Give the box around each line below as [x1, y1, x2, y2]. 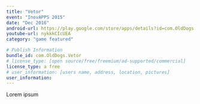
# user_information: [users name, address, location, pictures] [6, 69, 170, 75]
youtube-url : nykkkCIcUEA [6, 31, 71, 37]
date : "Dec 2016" [6, 20, 50, 26]
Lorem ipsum [6, 91, 39, 98]
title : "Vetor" [6, 8, 44, 15]
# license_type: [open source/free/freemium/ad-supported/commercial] [6, 58, 186, 64]
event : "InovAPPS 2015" [6, 14, 66, 20]
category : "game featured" [6, 36, 74, 42]
